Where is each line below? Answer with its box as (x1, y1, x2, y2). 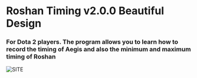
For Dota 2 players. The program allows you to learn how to (6, 38, 179, 46)
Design (6, 17, 42, 30)
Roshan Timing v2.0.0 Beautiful (6, 4, 165, 18)
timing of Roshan (6, 53, 56, 61)
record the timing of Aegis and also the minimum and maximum (6, 45, 191, 54)
